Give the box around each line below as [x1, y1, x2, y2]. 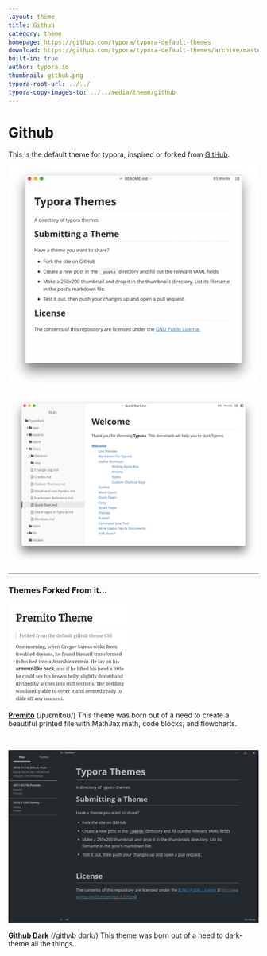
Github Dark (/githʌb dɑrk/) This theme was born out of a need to [8, 931, 224, 940]
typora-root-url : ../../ [8, 80, 91, 87]
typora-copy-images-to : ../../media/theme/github [8, 88, 176, 96]
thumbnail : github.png [8, 72, 83, 80]
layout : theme [8, 13, 56, 21]
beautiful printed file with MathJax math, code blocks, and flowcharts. [8, 719, 238, 729]
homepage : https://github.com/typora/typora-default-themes [8, 38, 212, 46]
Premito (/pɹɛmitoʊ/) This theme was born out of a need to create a [8, 710, 230, 720]
